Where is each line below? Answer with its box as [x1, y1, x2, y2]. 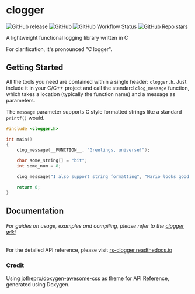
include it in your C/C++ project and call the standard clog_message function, [6, 84, 190, 91]
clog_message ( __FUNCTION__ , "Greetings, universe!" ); [16, 147, 150, 153]
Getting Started [6, 63, 64, 73]
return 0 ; [16, 184, 41, 190]
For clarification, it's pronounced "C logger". [6, 45, 113, 53]
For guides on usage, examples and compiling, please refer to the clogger [6, 222, 184, 229]
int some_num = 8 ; [16, 163, 61, 169]
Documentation [6, 206, 64, 216]
